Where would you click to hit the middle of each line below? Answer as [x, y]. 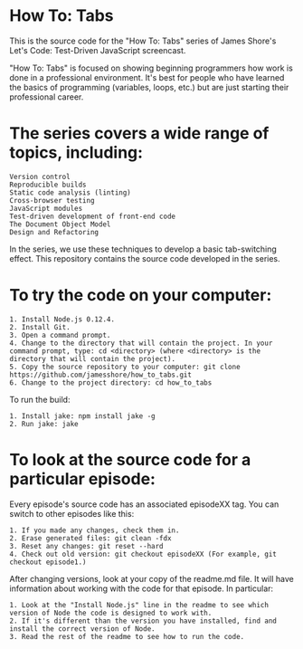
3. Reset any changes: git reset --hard [87, 546]
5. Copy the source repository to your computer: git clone [125, 367]
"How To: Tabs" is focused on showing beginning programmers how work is [151, 68]
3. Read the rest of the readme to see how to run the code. [127, 636]
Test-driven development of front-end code [93, 216]
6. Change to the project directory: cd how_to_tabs [111, 382]
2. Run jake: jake [44, 424]
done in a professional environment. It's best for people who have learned [147, 77]
